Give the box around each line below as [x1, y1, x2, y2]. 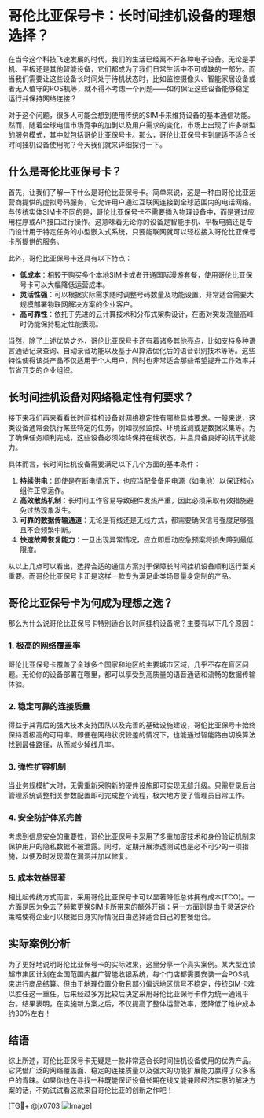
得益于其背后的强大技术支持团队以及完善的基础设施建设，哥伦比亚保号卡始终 [8, 720, 256, 730]
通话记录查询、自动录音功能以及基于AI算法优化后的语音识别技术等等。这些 [14, 345, 256, 355]
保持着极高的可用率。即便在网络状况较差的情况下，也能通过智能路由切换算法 [8, 730, 256, 739]
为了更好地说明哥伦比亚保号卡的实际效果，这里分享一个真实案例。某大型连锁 [8, 959, 256, 969]
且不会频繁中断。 [19, 524, 75, 535]
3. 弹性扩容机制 [8, 761, 67, 772]
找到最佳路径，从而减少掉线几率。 [8, 740, 119, 749]
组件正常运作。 [19, 485, 68, 495]
